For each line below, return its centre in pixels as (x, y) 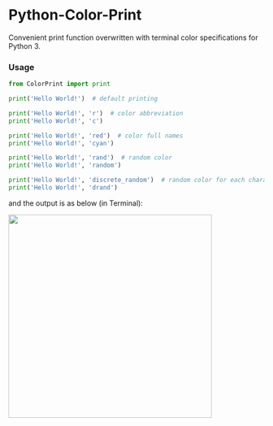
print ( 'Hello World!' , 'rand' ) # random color (91, 158)
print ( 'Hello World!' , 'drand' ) (63, 188)
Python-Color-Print (75, 15)
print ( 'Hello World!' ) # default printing (83, 99)
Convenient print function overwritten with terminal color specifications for (133, 37)
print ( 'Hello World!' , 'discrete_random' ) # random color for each (127, 180)
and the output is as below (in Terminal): (76, 203)
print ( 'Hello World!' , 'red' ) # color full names (96, 136)
